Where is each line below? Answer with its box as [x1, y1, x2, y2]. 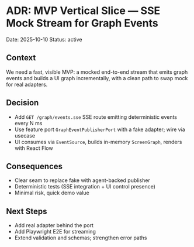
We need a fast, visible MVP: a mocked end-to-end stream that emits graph [6, 68, 188, 76]
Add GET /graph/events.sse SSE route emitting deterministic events [14, 113, 177, 121]
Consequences [6, 161, 63, 171]
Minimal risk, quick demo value [14, 189, 89, 197]
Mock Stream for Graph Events [6, 16, 159, 30]
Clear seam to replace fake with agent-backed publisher [14, 177, 150, 184]
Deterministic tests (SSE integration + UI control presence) [14, 183, 156, 190]
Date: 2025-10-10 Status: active [6, 36, 82, 43]
